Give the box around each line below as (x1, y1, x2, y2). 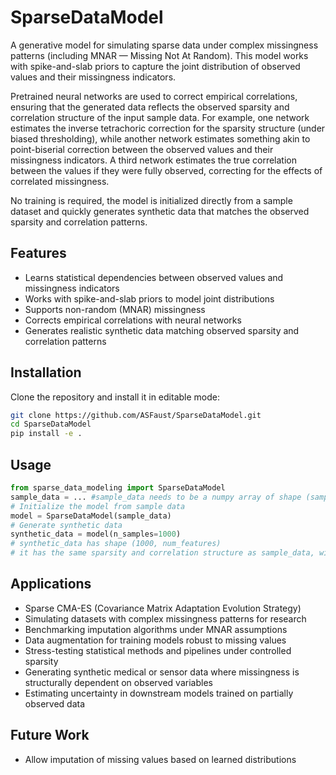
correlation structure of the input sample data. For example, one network (10, 111, 310, 123)
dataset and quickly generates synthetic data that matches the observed (10, 205, 310, 217)
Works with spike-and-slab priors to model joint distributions (24, 292, 275, 305)
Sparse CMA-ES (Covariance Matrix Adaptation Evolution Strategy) (24, 602, 302, 614)
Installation (10, 364, 82, 381)
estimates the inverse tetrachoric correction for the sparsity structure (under (10, 122, 326, 134)
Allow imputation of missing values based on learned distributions (24, 753, 297, 765)
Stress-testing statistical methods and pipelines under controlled (24, 644, 292, 656)
